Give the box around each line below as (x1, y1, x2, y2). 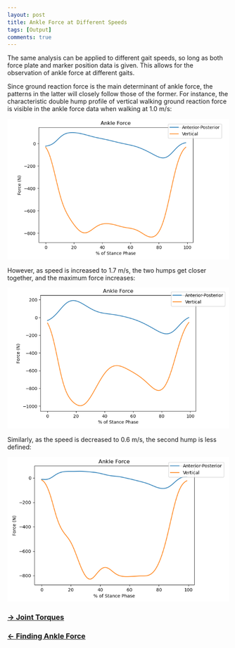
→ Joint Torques (7, 612, 65, 622)
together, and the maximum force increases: (7, 273, 136, 282)
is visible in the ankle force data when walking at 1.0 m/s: (7, 105, 172, 113)
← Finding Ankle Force (7, 631, 86, 641)
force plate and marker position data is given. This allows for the (7, 61, 193, 70)
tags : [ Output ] (7, 26, 52, 33)
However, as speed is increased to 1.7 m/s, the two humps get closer (7, 266, 207, 274)
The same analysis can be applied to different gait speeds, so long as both (7, 53, 223, 63)
